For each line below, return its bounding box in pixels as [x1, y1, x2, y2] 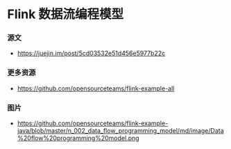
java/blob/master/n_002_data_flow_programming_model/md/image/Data [17, 127, 224, 135]
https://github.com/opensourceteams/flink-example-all [17, 84, 175, 93]
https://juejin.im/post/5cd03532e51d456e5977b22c [17, 49, 166, 58]
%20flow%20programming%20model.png [17, 134, 140, 143]
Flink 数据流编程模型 [7, 6, 123, 22]
